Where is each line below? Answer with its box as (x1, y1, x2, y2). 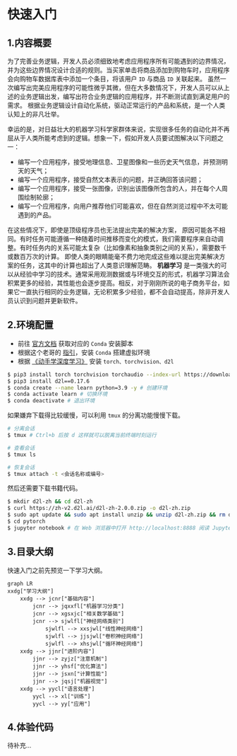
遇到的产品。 (17, 211, 55, 219)
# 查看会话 (7, 444, 35, 451)
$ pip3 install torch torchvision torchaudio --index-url (7, 371, 181, 378)
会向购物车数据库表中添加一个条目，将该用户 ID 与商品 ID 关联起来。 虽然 (7, 75, 221, 83)
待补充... (7, 741, 32, 750)
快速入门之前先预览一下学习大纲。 (7, 566, 107, 574)
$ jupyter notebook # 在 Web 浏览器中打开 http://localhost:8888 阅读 (7, 524, 209, 531)
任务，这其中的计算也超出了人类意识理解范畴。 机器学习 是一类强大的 (19, 261, 221, 269)
